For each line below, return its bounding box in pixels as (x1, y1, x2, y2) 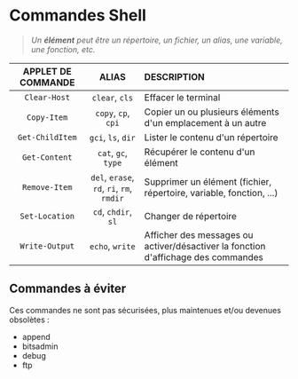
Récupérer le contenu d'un (144, 146, 255, 158)
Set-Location (20, 210, 75, 221)
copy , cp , (95, 107, 130, 119)
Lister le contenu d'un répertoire (144, 130, 278, 143)
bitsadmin (21, 341, 59, 351)
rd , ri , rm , (92, 182, 133, 194)
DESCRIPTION (144, 70, 206, 83)
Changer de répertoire (144, 209, 238, 222)
